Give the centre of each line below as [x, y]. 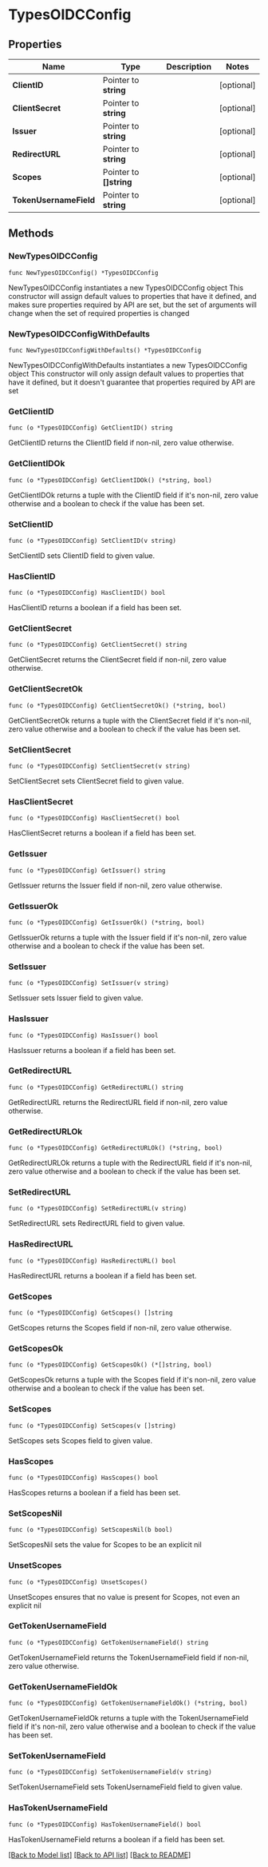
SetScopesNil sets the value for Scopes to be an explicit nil [105, 1545]
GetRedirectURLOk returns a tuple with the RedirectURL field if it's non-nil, [130, 1163]
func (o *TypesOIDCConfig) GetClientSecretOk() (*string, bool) [117, 705]
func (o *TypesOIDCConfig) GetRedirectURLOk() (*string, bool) [116, 1148]
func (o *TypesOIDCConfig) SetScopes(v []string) [93, 1426]
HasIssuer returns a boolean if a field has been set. [92, 1050]
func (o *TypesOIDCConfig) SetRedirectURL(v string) [98, 1209]
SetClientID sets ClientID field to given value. [82, 555]
